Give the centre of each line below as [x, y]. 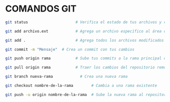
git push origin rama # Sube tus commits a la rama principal [83, 58]
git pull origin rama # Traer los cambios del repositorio [80, 68]
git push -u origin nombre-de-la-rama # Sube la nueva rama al [74, 94]
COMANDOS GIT [41, 9]
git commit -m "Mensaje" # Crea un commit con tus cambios [70, 49]
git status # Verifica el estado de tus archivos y [83, 22]
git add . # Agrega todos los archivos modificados [85, 40]
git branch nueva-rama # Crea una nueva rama [67, 77]
